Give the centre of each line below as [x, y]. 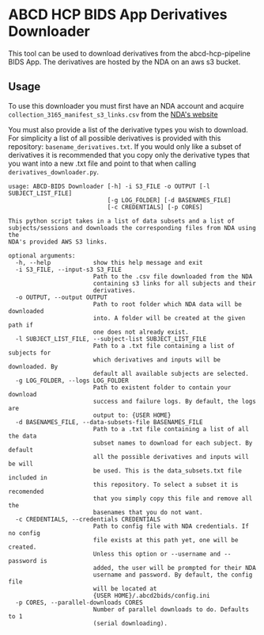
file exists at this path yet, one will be [166, 540]
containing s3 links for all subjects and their [175, 283]
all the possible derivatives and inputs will [171, 457]
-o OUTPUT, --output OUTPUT [62, 297]
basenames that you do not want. [148, 512]
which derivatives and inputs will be [157, 360]
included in [28, 477]
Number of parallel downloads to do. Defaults [171, 609]
